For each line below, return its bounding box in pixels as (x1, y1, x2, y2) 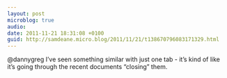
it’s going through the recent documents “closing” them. (7, 63, 168, 71)
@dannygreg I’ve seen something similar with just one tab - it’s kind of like (7, 55, 221, 63)
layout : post (7, 10, 45, 17)
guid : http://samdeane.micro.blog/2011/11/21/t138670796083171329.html (7, 36, 219, 43)
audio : (7, 23, 26, 30)
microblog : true (7, 17, 54, 24)
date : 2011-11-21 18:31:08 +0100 (7, 29, 104, 37)
